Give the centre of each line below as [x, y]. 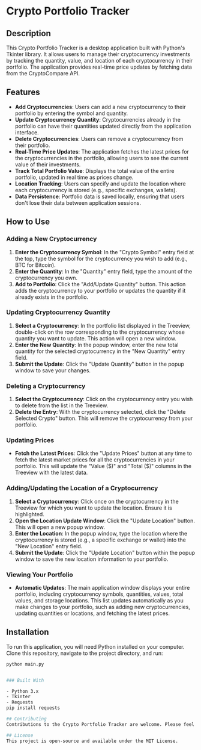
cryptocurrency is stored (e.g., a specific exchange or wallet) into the [100, 540]
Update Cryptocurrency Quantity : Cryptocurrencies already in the [98, 119]
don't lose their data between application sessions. [78, 202]
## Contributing [26, 719]
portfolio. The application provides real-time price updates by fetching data [99, 67]
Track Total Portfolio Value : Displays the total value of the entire [94, 170]
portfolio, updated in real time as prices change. [74, 177]
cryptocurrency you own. [46, 278]
